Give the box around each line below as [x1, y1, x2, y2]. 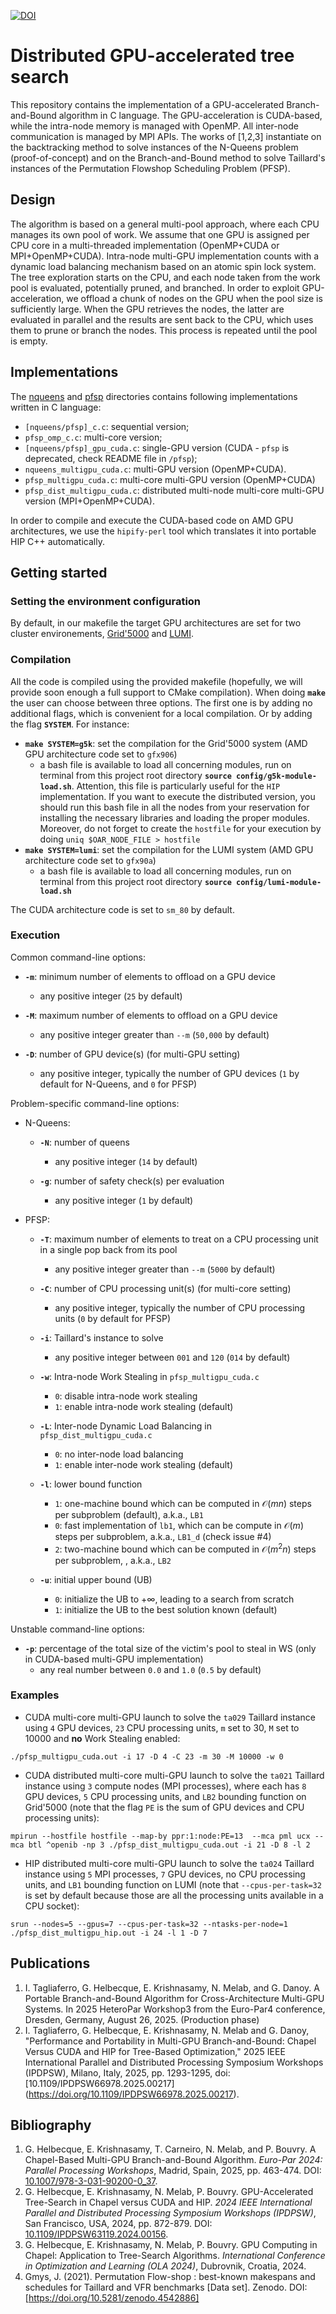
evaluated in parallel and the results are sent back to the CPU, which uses [10, 313, 314, 325]
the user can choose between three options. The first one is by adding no [10, 696, 313, 709]
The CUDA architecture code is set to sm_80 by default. [10, 903, 235, 915]
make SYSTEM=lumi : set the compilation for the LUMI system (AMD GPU [24, 843, 314, 855]
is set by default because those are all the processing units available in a [24, 1889, 324, 1901]
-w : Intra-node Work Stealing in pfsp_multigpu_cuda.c [39, 1370, 260, 1382]
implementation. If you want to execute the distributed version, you [39, 790, 316, 802]
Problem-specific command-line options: [10, 1097, 180, 1109]
